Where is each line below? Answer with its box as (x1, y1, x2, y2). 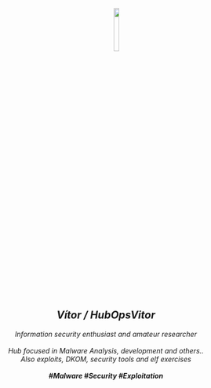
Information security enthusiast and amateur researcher (14, 329, 198, 339)
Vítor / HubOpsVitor (56, 309, 156, 322)
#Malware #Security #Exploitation (48, 371, 164, 380)
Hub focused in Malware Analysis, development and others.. (8, 346, 204, 355)
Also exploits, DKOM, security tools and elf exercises (20, 354, 191, 364)
